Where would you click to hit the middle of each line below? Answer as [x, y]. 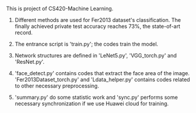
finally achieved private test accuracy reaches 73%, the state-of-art [97, 26]
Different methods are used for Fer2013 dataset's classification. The [98, 20]
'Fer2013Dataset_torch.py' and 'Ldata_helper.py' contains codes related [102, 80]
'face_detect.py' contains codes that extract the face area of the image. [102, 73]
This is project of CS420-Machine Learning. [60, 9]
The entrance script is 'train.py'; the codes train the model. [86, 44]
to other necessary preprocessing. [57, 86]
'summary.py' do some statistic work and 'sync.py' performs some [96, 97]
